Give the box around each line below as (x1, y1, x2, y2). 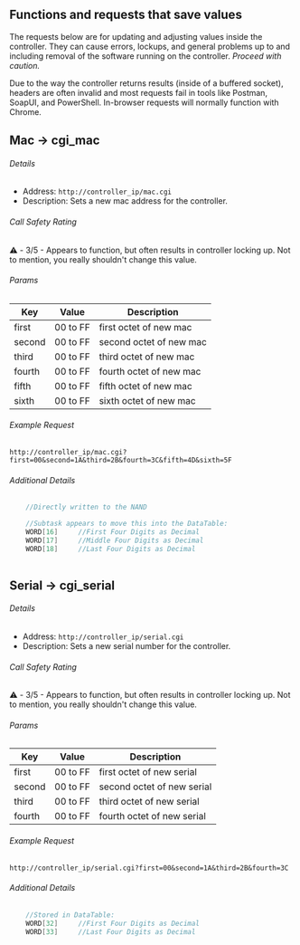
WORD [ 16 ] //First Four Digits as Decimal (25, 527, 201, 537)
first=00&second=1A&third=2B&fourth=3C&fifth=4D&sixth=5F (9, 456, 232, 465)
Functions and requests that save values (9, 7, 242, 23)
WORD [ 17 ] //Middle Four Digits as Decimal (25, 536, 204, 545)
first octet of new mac (98, 320, 192, 333)
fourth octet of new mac (98, 365, 202, 377)
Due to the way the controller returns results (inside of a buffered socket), (9, 77, 284, 89)
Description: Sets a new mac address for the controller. (22, 196, 229, 206)
